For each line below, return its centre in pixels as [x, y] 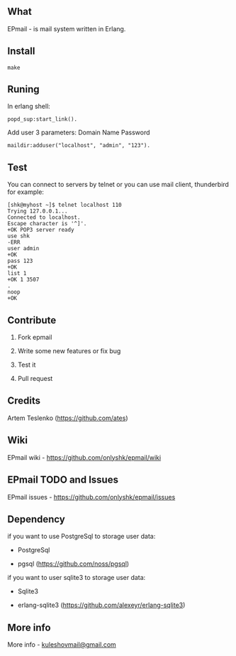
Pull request [35, 379]
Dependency [36, 519]
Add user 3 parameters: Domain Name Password [79, 133]
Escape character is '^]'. [47, 224]
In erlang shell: [29, 107]
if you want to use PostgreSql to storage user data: [82, 537]
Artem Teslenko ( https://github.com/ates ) [68, 418]
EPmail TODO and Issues [63, 480]
